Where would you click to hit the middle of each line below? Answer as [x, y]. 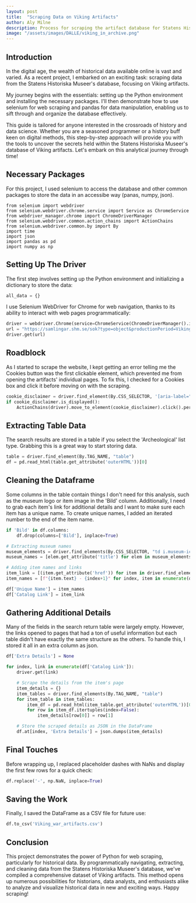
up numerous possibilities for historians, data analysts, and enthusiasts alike [97, 881]
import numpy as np [30, 247]
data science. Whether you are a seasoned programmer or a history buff [93, 131]
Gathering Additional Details [59, 613]
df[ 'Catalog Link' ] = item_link [45, 594]
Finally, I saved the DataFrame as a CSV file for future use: [76, 813]
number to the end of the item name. [50, 519]
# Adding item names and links [44, 568]
